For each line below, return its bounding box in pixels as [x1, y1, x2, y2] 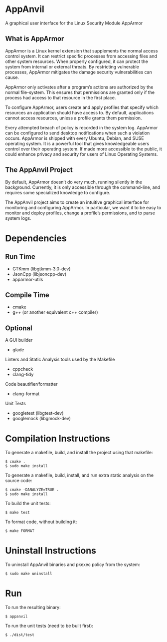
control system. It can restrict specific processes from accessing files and [5, 53, 158, 59]
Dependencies [5, 232, 67, 244]
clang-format [12, 391, 40, 397]
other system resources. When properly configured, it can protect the [5, 58, 148, 64]
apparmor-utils [12, 276, 43, 282]
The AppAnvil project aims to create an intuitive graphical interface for [5, 199, 150, 205]
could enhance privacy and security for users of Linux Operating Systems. [5, 151, 158, 157]
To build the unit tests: [5, 501, 51, 507]
